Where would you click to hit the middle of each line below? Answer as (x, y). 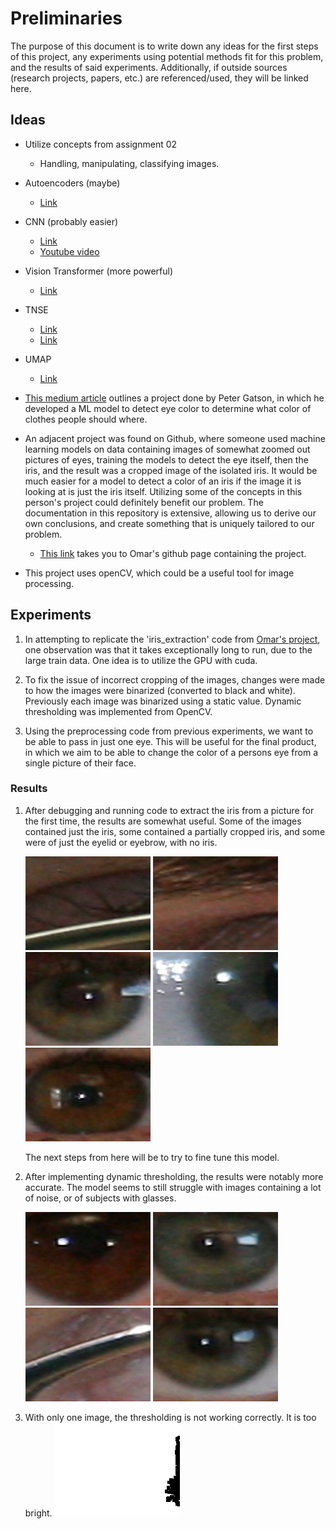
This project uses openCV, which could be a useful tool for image (159, 573)
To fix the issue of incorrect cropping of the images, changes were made (175, 679)
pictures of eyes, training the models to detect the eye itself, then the (166, 459)
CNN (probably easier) (71, 221)
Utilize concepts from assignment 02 (101, 144)
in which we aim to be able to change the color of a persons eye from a (171, 752)
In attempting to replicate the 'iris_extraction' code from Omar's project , (172, 639)
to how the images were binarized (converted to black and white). (160, 690)
